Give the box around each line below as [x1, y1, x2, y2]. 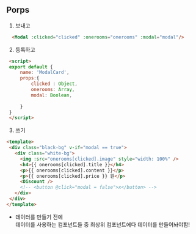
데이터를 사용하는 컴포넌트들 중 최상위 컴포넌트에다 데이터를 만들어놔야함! [15, 221, 191, 228]
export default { [9, 64, 53, 70]
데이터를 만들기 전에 [15, 213, 63, 221]
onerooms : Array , [31, 87, 75, 93]
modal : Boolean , [31, 92, 72, 98]
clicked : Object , [31, 81, 78, 87]
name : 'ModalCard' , [20, 70, 70, 76]
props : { [20, 75, 40, 81]
